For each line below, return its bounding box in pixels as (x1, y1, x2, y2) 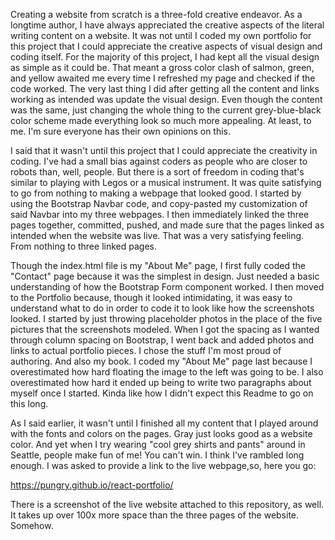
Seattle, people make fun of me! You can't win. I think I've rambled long (10, 449, 305, 461)
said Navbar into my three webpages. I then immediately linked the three (10, 209, 310, 220)
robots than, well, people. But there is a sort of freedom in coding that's (10, 166, 305, 178)
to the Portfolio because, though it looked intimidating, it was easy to (10, 292, 293, 303)
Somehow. (10, 520, 54, 531)
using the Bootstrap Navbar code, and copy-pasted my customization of (10, 198, 308, 209)
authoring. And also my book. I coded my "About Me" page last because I (10, 355, 313, 367)
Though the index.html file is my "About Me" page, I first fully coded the (10, 260, 307, 271)
